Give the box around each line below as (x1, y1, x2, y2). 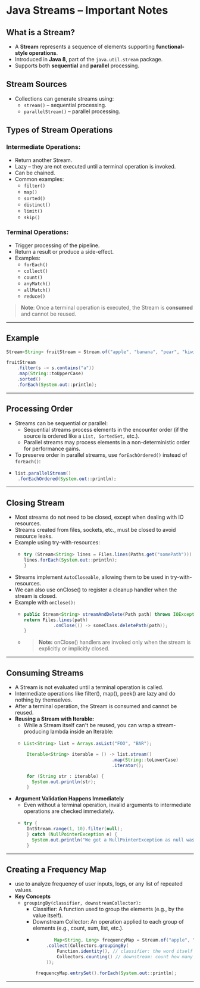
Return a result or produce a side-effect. (14, 248, 114, 255)
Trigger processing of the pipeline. (14, 242, 100, 249)
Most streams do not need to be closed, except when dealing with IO (14, 513, 184, 521)
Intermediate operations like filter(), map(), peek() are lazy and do (14, 690, 176, 697)
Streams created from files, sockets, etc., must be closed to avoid (14, 526, 176, 534)
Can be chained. (14, 169, 55, 176)
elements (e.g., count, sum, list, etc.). (32, 924, 124, 932)
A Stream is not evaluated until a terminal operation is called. (14, 684, 164, 691)
